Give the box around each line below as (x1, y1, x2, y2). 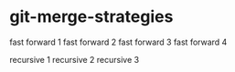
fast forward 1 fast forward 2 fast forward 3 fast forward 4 (9, 36, 228, 47)
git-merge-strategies (9, 6, 174, 27)
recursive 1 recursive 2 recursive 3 (9, 54, 140, 65)
